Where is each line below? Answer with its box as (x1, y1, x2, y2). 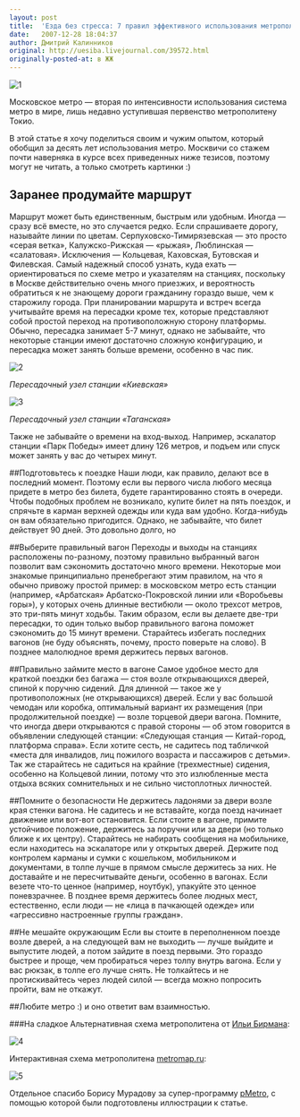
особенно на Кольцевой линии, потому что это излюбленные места (9, 768, 269, 779)
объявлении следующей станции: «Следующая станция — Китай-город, (9, 730, 287, 741)
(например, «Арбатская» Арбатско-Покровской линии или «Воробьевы (9, 589, 284, 600)
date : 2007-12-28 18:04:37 (9, 30, 118, 38)
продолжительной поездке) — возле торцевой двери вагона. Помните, (9, 711, 281, 721)
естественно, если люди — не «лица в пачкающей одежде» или (9, 900, 254, 910)
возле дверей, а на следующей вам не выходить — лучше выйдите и (9, 936, 274, 947)
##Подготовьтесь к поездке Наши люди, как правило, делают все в (9, 467, 270, 478)
